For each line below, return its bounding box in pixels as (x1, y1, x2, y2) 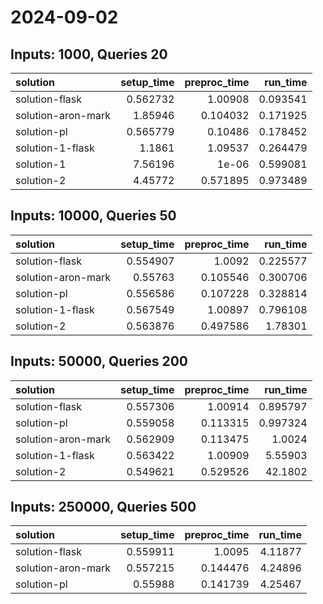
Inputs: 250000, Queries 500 (10, 499, 197, 516)
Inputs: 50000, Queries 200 (10, 353, 189, 370)
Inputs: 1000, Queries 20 (10, 46, 168, 63)
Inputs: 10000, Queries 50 (10, 207, 177, 225)
